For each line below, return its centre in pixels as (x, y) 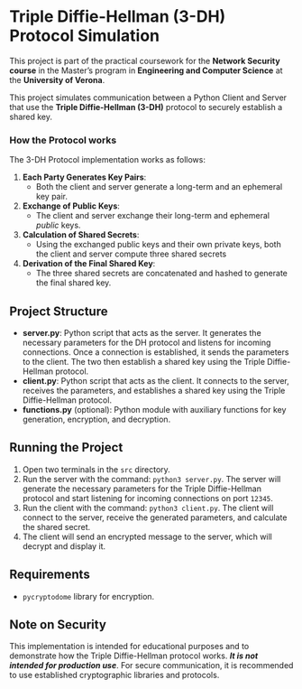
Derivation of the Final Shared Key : (89, 264)
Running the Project (66, 447)
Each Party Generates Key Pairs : (84, 177)
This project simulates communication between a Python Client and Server (148, 98)
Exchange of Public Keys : (71, 206)
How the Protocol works (63, 140)
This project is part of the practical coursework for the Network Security (145, 61)
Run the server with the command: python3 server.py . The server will (151, 479)
